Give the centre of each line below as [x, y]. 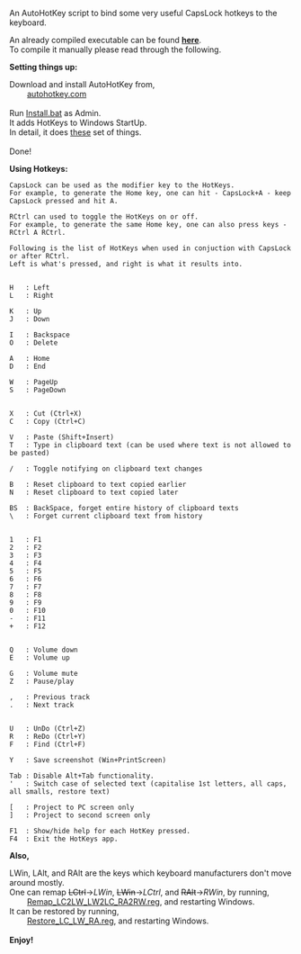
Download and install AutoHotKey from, [82, 84]
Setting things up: [44, 67]
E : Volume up [40, 658]
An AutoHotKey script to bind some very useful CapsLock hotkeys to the [143, 13]
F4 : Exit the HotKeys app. [64, 839]
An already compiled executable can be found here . [106, 40]
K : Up [26, 311]
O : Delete [34, 343]
